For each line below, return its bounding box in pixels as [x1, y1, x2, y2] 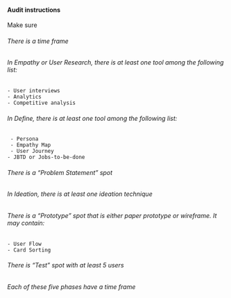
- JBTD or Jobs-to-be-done [7, 154, 85, 161]
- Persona [10, 135, 39, 142]
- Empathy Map [10, 142, 51, 149]
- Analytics [7, 94, 42, 101]
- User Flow [7, 240, 42, 247]
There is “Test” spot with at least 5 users [7, 261, 124, 270]
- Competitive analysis [7, 99, 76, 107]
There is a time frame [7, 37, 69, 45]
